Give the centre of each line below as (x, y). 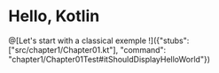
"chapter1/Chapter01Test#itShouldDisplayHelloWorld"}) (109, 59)
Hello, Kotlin (54, 16)
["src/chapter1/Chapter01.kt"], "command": (87, 49)
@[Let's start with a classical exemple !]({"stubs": (99, 40)
